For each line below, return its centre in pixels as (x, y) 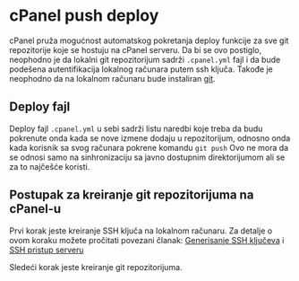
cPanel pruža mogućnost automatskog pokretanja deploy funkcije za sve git (149, 40)
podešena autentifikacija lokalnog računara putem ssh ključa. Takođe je (141, 69)
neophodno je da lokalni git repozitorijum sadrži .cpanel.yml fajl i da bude (145, 59)
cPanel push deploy (84, 16)
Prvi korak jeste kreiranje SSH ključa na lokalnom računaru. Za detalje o (141, 231)
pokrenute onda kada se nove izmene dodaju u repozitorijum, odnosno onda (150, 138)
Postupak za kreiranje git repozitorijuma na (132, 195)
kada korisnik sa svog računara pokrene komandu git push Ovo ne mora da (149, 147)
